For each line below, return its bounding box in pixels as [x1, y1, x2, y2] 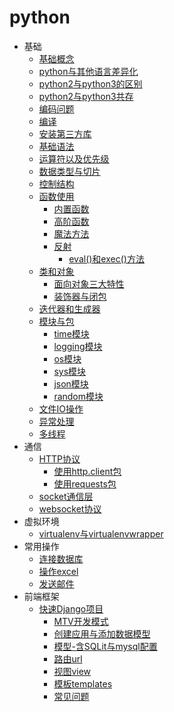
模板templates [53, 677, 113, 690]
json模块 [53, 377, 89, 390]
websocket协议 [38, 502, 102, 515]
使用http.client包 [53, 465, 122, 477]
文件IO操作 [38, 402, 84, 415]
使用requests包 [53, 477, 117, 490]
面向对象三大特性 [53, 277, 125, 290]
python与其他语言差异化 [38, 65, 139, 77]
